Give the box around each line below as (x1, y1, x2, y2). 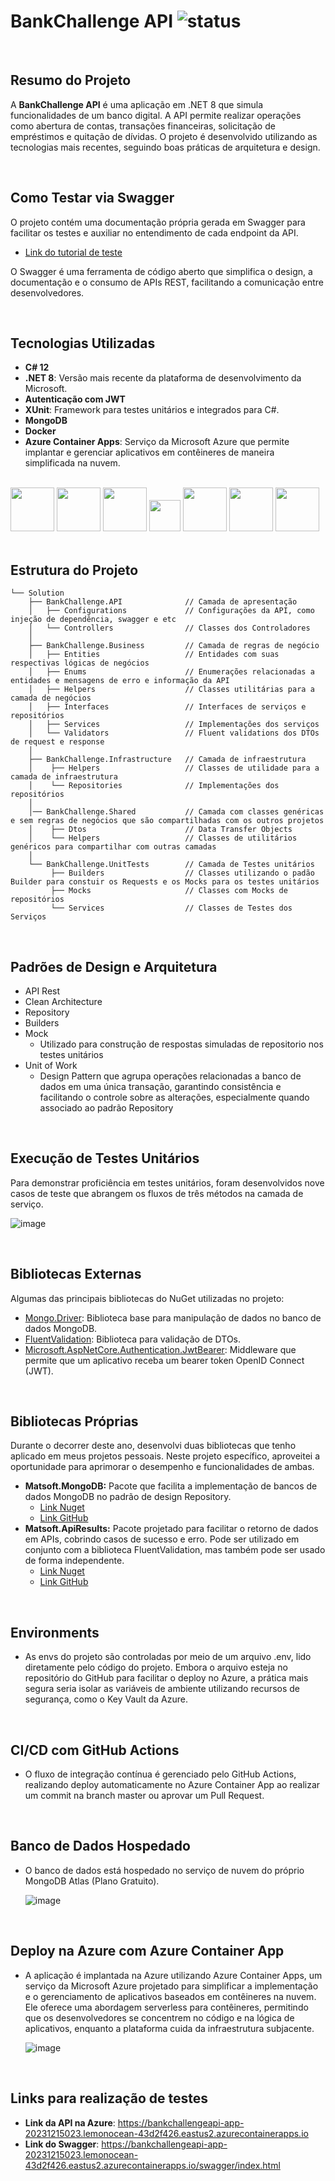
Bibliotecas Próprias (10, 1413, 139, 1430)
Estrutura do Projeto (10, 561, 139, 579)
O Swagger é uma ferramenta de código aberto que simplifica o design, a (10, 265, 313, 277)
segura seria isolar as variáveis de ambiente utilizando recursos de (24, 1683, 300, 1695)
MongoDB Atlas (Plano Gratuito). (24, 1875, 160, 1887)
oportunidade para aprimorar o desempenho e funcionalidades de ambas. (10, 1461, 315, 1473)
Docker (24, 425, 57, 437)
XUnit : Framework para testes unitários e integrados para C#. (24, 404, 280, 416)
